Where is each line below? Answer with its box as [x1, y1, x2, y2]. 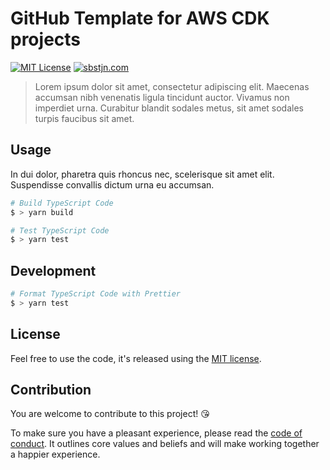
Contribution [10, 382, 92, 399]
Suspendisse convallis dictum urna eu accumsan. [10, 178, 215, 191]
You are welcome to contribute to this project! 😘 [10, 408, 210, 420]
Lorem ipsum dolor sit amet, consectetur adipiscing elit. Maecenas [34, 80, 310, 92]
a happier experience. [10, 448, 101, 461]
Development [10, 262, 97, 279]
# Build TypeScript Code [10, 198, 114, 208]
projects [10, 28, 82, 51]
